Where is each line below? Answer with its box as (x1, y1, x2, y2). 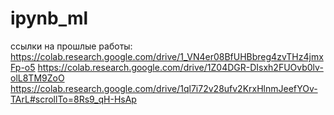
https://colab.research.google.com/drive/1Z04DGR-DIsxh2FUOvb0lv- (37, 61, 324, 73)
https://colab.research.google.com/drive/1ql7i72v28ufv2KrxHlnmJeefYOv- (10, 82, 318, 94)
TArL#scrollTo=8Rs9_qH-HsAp (10, 93, 137, 105)
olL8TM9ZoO (10, 72, 65, 84)
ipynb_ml (10, 7, 89, 30)
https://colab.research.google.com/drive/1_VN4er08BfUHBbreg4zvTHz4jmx (10, 50, 324, 62)
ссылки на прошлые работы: (10, 40, 133, 52)
